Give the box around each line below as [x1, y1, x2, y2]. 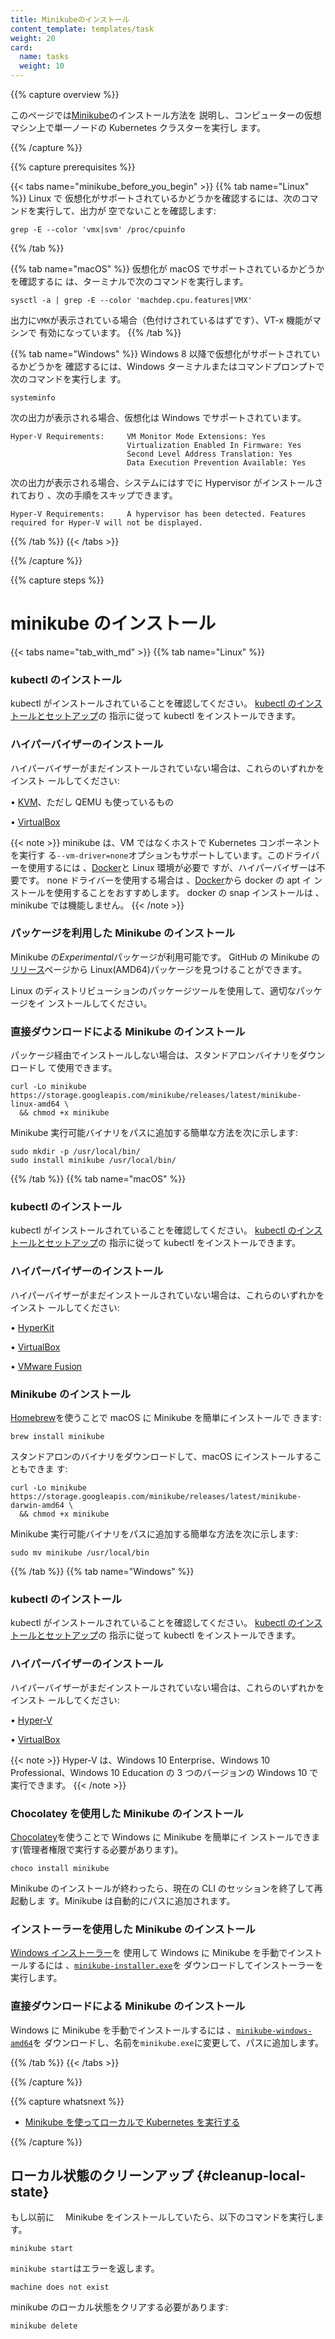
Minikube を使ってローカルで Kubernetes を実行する [24, 2116, 241, 2128]
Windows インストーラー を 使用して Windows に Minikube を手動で [10, 1947, 288, 1959]
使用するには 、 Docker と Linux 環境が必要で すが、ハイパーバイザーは [27, 861, 317, 873]
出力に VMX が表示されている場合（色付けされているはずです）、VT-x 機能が [10, 314, 313, 326]
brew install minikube [10, 1432, 105, 1442]
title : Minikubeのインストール [10, 14, 130, 25]
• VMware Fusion [10, 1360, 83, 1372]
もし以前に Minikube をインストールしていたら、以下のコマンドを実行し [10, 2211, 316, 2223]
